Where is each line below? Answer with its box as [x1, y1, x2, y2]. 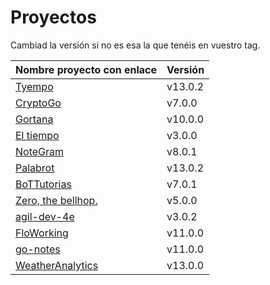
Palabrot [15, 161, 55, 175]
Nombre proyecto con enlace [15, 62, 158, 76]
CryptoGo [15, 96, 62, 110]
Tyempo [15, 79, 54, 93]
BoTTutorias [15, 177, 72, 191]
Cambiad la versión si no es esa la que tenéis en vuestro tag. [10, 39, 261, 51]
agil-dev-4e [15, 209, 75, 223]
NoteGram [15, 144, 65, 158]
